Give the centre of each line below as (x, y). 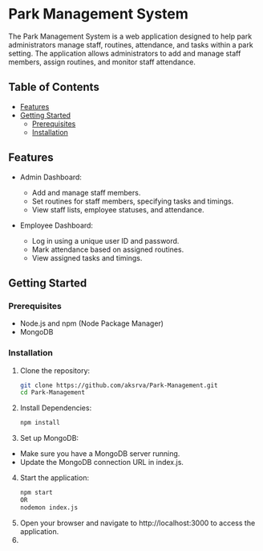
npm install (40, 423)
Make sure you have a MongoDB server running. (100, 454)
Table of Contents (54, 87)
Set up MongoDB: (49, 438)
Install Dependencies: (56, 408)
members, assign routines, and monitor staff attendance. (102, 62)
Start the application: (55, 478)
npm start (36, 493)
